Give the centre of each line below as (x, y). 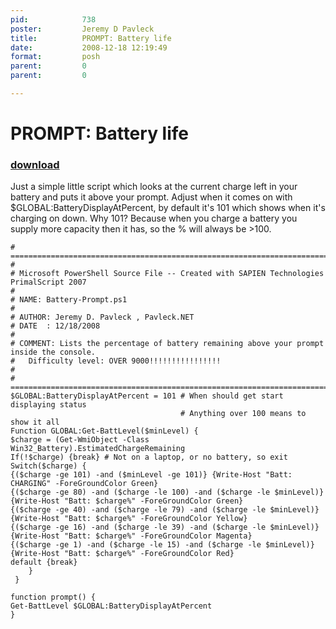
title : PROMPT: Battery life (91, 38)
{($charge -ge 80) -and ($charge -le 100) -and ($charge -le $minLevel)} (167, 492)
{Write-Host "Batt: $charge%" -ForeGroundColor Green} (127, 501)
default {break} (44, 562)
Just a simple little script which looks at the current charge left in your (154, 187)
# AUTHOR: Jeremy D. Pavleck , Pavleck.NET (102, 317)
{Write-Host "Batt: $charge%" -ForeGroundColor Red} (122, 554)
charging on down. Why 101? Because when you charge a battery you (154, 218)
